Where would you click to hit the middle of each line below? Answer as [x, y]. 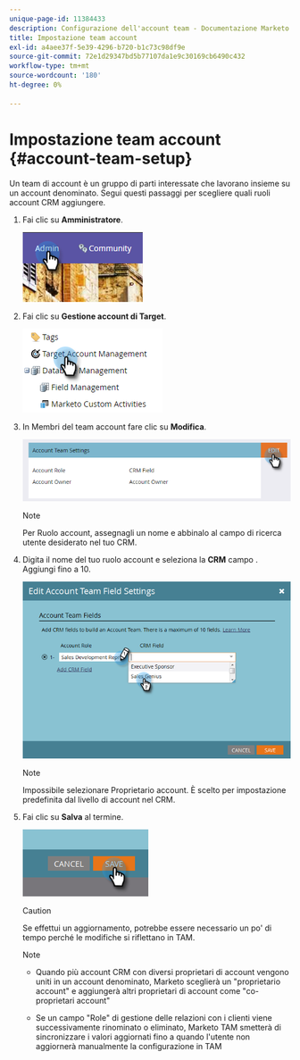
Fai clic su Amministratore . [72, 220]
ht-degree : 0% [36, 85]
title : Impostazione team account [74, 38]
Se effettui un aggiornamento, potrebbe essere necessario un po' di [147, 928]
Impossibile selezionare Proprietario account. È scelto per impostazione [154, 790]
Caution [37, 911]
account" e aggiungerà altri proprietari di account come [138, 991]
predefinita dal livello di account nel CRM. [99, 800]
